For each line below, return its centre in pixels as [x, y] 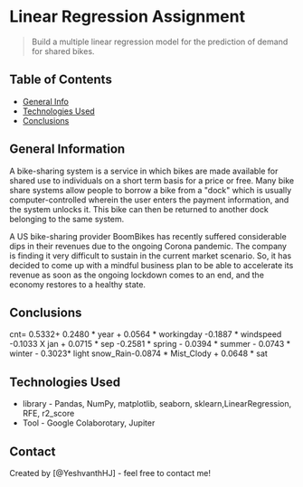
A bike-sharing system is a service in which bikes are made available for [144, 171]
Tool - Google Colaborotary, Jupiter [89, 423]
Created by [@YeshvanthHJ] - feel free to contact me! [110, 473]
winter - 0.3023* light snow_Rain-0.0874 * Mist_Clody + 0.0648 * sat [139, 353]
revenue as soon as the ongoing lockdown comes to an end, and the [137, 275]
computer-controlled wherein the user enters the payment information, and [149, 200]
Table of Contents [61, 80]
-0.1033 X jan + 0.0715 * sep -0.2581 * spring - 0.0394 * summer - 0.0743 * [150, 344]
